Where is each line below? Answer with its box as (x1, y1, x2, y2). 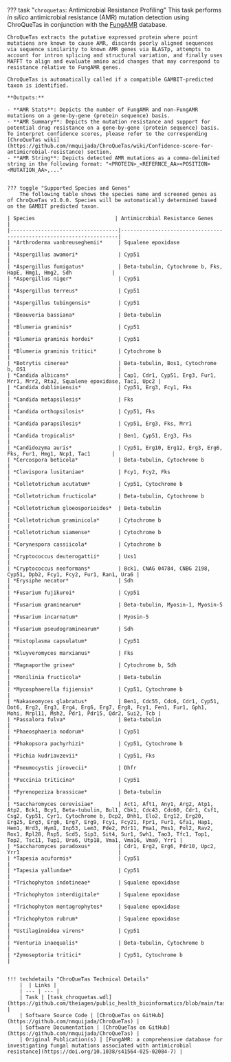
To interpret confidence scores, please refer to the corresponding (7, 130, 208, 137)
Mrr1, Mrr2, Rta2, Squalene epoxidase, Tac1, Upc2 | (7, 378, 162, 385)
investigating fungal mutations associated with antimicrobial (7, 1042, 192, 1049)
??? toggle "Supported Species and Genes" (7, 185, 131, 192)
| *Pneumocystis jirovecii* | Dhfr (7, 765, 137, 771)
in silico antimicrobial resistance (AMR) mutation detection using (7, 13, 190, 21)
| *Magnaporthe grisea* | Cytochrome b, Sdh (7, 662, 177, 669)
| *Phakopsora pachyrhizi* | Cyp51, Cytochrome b (7, 740, 184, 747)
